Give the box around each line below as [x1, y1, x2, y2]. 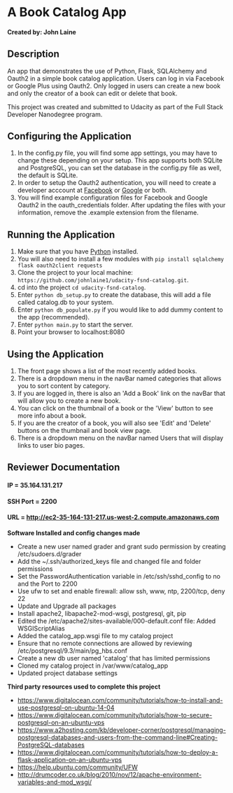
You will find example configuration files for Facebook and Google [17, 193, 209, 202]
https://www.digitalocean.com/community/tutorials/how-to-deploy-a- [17, 747, 218, 757]
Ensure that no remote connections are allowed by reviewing [17, 639, 192, 647]
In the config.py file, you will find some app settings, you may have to [17, 149, 218, 158]
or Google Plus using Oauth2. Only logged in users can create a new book [7, 81, 221, 90]
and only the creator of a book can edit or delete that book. [7, 89, 178, 97]
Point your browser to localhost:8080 [17, 328, 125, 336]
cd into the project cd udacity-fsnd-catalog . [17, 283, 146, 291]
